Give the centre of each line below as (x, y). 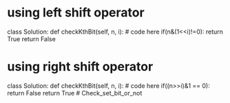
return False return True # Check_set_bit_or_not (75, 93)
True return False (32, 38)
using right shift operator (80, 67)
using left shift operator (76, 13)
